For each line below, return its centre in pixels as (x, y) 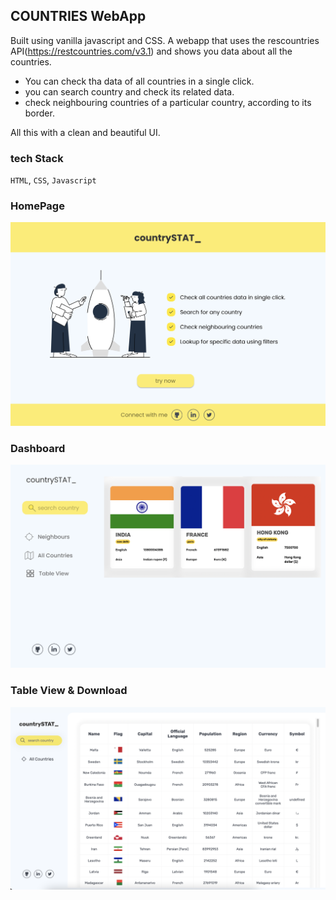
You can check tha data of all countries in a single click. (139, 81)
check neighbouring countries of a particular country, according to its (168, 102)
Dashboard (38, 448)
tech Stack (37, 158)
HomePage (37, 206)
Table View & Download (69, 691)
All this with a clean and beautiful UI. (85, 132)
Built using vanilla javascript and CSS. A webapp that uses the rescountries (165, 40)
